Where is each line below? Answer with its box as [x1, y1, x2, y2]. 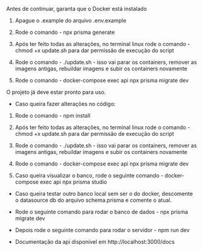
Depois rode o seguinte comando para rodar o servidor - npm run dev [15, 227, 190, 233]
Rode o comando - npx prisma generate [15, 28, 115, 36]
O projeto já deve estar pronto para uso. [6, 89, 106, 96]
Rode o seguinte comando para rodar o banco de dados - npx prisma [15, 209, 188, 215]
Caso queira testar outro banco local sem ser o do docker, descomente [15, 190, 193, 197]
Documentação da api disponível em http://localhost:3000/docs [15, 238, 175, 245]
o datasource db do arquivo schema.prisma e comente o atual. [15, 196, 172, 204]
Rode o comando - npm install [15, 112, 91, 119]
